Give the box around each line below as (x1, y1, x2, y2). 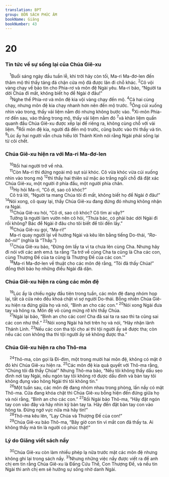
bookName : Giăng (5, 17, 39, 22)
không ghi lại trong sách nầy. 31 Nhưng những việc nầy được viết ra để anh (5, 454, 158, 461)
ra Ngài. (5, 203, 22, 209)
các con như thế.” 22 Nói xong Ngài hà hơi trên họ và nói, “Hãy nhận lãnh (5, 319, 155, 326)
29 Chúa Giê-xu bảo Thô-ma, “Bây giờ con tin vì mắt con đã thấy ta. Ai (10, 418, 153, 425)
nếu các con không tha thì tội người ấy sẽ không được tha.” (5, 331, 127, 337)
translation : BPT (5, 7, 42, 13)
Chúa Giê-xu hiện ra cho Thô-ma (5, 344, 87, 351)
